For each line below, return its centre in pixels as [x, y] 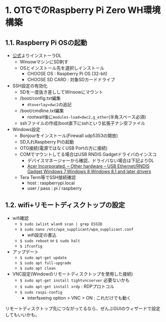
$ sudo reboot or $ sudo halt [50, 240]
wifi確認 [20, 218]
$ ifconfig [31, 246]
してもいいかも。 [22, 315]
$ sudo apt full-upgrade [45, 263]
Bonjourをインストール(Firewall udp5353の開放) [69, 136]
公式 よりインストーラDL [37, 56]
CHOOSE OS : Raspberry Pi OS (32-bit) [67, 74]
